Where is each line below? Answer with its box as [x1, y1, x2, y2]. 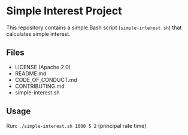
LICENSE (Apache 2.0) [14, 63, 71, 70]
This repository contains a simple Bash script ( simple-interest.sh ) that [6, 24, 182, 31]
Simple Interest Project [6, 4, 122, 18]
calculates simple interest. [6, 30, 71, 37]
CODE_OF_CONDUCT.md [14, 76, 78, 83]
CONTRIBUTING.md [14, 82, 65, 90]
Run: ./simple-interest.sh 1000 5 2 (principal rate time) [6, 122, 147, 129]
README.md [14, 70, 47, 77]
